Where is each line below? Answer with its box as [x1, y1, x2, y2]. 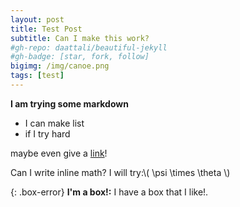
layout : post [10, 14, 65, 25]
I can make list [24, 117, 85, 129]
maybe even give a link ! [10, 147, 108, 159]
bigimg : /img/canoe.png [10, 61, 110, 71]
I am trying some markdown [10, 97, 129, 110]
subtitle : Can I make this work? [10, 33, 150, 43]
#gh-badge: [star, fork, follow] [10, 52, 150, 62]
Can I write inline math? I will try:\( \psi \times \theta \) [10, 166, 231, 178]
